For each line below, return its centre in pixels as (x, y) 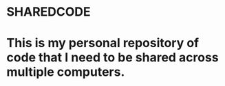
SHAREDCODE (49, 12)
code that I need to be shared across (112, 58)
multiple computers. (66, 72)
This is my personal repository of (103, 43)
